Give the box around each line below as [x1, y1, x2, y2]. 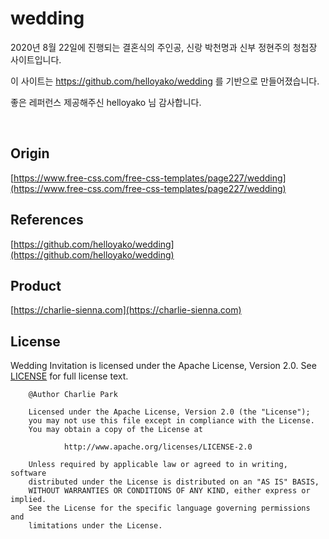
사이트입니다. [10, 53, 62, 66]
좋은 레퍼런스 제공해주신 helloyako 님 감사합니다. [10, 96, 202, 108]
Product [10, 277, 62, 294]
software [10, 468, 47, 479]
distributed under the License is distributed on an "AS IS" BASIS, [28, 477, 320, 487]
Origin [10, 145, 50, 162]
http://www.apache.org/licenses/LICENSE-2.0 [63, 442, 253, 452]
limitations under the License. [28, 521, 163, 531]
